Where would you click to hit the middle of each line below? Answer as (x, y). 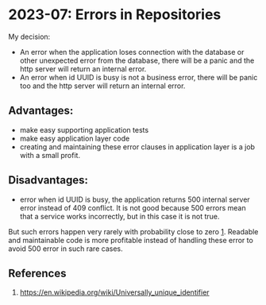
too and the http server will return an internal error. (102, 86)
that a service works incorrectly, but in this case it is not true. (120, 216)
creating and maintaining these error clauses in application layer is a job (137, 147)
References (37, 273)
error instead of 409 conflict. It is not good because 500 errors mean (133, 207)
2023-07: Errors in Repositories (115, 15)
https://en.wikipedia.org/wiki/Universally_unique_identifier (114, 292)
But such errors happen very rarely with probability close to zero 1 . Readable (133, 231)
